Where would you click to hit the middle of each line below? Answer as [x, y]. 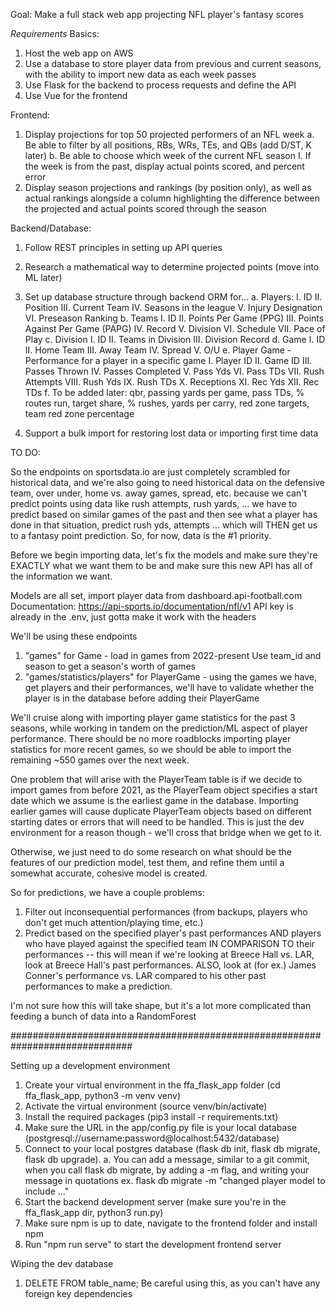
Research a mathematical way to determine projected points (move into [172, 267]
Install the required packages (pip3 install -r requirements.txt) [151, 1117]
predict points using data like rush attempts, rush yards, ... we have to [154, 503]
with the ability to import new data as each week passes [140, 74]
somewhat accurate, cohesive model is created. [109, 873]
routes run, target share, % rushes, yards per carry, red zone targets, [167, 403]
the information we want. [61, 576]
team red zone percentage [79, 413]
